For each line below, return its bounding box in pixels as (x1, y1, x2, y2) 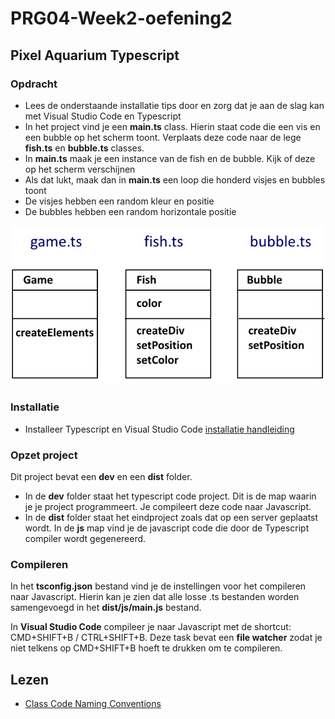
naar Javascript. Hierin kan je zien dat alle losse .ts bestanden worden (10, 591, 300, 603)
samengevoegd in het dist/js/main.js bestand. (10, 602, 202, 614)
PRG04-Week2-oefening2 (10, 7, 233, 30)
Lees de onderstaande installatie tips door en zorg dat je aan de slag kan (24, 99, 325, 111)
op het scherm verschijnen (24, 163, 136, 175)
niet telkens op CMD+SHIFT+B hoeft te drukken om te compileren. (10, 642, 283, 654)
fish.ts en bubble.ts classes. (24, 142, 145, 154)
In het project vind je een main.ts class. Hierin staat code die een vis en (24, 120, 321, 132)
